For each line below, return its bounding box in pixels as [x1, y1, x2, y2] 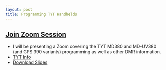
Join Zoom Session [5, 30, 67, 39]
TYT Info [12, 54, 31, 60]
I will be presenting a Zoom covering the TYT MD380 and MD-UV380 [12, 43, 157, 50]
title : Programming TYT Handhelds [5, 12, 78, 17]
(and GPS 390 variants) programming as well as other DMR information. [12, 49, 161, 55]
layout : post [5, 7, 33, 12]
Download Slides [12, 59, 48, 65]
